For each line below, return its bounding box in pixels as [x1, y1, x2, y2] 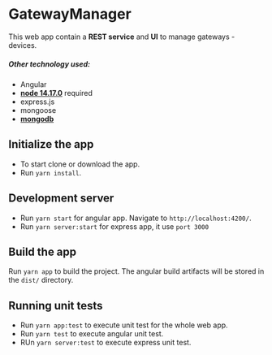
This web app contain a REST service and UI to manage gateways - [8, 32, 235, 41]
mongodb [19, 114, 54, 123]
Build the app [8, 245, 77, 258]
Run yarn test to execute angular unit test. [19, 329, 164, 339]
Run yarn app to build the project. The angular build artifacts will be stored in [8, 266, 265, 276]
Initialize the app [8, 137, 94, 151]
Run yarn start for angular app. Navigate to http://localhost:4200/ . [19, 213, 252, 223]
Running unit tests [8, 298, 103, 313]
